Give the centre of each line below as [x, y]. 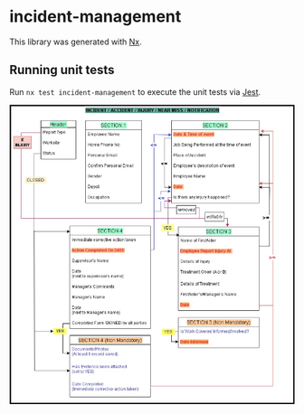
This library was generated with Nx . [76, 42]
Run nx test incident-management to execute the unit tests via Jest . [135, 91]
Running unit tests [62, 70]
